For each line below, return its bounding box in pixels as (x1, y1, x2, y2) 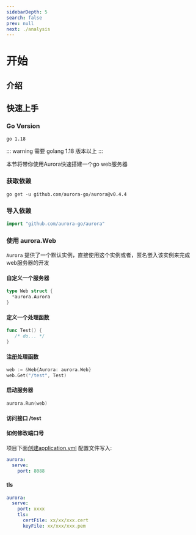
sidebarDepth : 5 (6, 9, 48, 15)
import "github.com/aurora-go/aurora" (6, 221, 105, 227)
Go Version (6, 122, 40, 130)
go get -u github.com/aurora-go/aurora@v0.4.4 (6, 191, 127, 197)
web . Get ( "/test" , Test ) (6, 372, 67, 379)
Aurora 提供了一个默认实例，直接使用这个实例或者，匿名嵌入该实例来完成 (6, 251, 191, 259)
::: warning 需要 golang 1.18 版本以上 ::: (6, 147, 104, 155)
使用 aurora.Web (6, 236, 57, 245)
